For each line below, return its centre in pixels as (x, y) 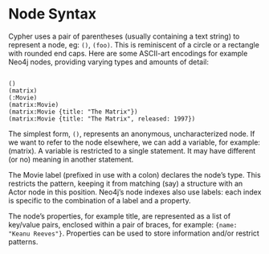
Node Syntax (52, 14)
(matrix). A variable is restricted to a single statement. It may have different (132, 150)
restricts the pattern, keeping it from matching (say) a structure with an (126, 183)
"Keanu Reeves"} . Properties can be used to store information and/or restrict (134, 233)
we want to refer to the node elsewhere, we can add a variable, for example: (134, 142)
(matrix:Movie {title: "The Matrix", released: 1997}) (102, 119)
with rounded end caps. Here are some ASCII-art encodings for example (128, 53)
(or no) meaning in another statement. (71, 159)
